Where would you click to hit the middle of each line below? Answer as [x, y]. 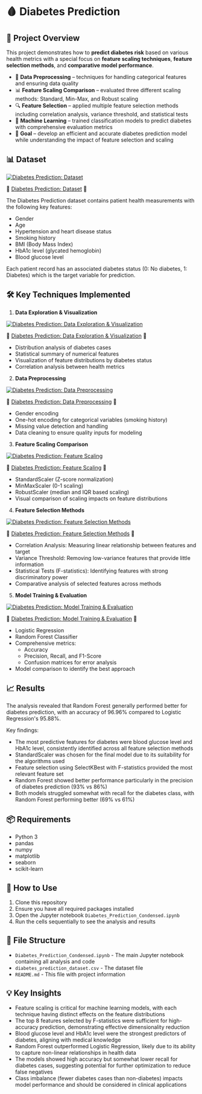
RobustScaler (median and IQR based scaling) [72, 492]
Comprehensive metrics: [46, 643]
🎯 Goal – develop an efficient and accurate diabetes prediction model [101, 134]
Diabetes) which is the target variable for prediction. [71, 275]
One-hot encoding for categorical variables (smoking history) [91, 420]
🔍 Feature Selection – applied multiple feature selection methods [97, 105]
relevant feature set [39, 774]
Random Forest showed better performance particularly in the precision [104, 781]
